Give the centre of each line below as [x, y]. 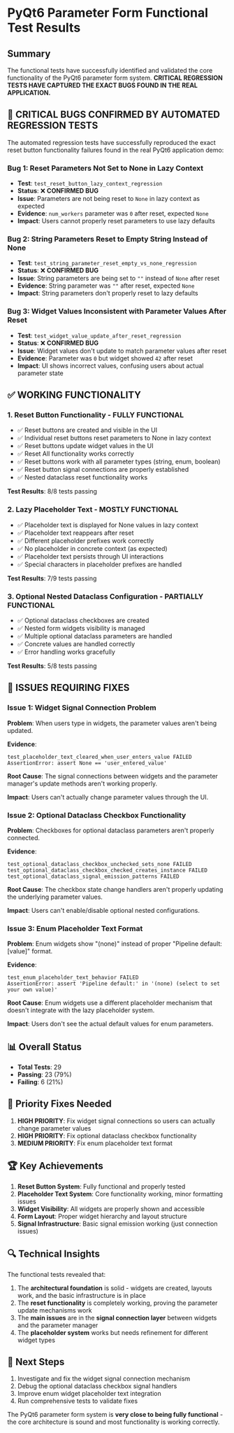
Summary [29, 54]
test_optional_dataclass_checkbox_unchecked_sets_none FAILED [100, 864]
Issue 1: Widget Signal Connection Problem [82, 708]
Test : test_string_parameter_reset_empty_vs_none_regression [107, 263]
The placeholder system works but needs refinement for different [112, 1332]
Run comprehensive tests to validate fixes [78, 1401]
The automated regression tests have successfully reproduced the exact [112, 142]
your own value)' [32, 990]
